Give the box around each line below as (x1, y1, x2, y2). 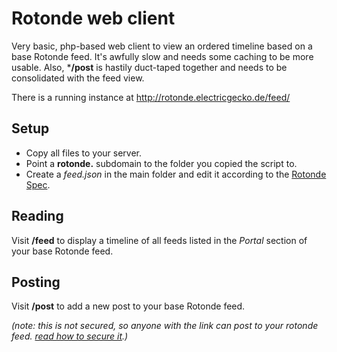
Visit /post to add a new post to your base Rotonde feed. (11, 300, 246, 312)
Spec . (25, 178, 51, 191)
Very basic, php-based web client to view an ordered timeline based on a (11, 40, 313, 52)
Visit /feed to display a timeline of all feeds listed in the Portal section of (11, 234, 308, 246)
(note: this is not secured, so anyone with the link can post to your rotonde (11, 320, 319, 332)
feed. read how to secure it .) (11, 330, 129, 342)
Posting (11, 273, 61, 291)
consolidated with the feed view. (11, 72, 145, 84)
